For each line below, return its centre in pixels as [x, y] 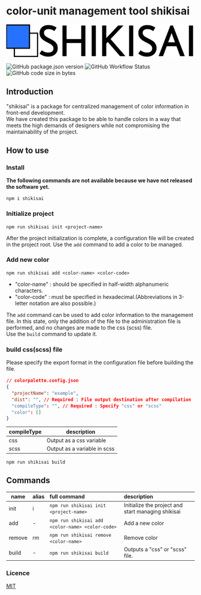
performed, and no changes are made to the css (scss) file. [79, 327]
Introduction [30, 92]
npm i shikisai [25, 199]
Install [16, 167]
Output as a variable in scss [81, 449]
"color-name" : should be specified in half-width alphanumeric [92, 284]
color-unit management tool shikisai [98, 11]
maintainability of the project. [42, 132]
